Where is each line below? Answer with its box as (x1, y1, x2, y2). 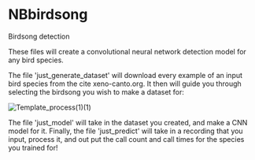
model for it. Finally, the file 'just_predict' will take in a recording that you (8, 126, 243, 136)
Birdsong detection (8, 32, 70, 41)
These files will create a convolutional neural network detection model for (8, 47, 246, 56)
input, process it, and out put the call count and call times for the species (8, 134, 245, 143)
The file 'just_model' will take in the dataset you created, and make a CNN (8, 117, 248, 127)
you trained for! (8, 143, 58, 152)
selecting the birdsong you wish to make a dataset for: (8, 87, 185, 96)
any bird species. (8, 55, 65, 65)
